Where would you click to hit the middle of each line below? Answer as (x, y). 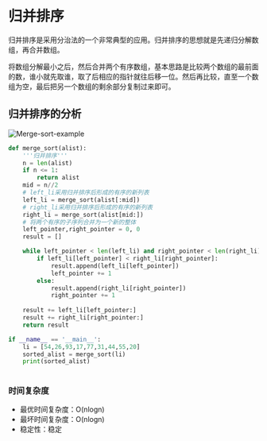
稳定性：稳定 (41, 429)
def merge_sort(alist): (48, 148)
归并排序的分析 (45, 114)
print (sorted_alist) (56, 362)
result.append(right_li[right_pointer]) (118, 288)
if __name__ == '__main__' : (55, 339)
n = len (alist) (48, 163)
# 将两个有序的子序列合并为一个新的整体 (79, 222)
